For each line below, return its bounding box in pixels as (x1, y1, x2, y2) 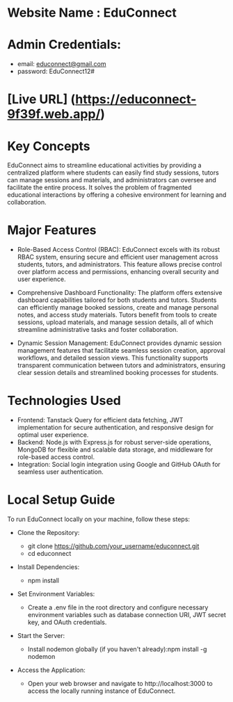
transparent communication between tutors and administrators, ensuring (17, 361, 226, 369)
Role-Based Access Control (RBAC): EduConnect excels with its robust (17, 246, 220, 254)
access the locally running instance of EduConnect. (27, 687, 176, 695)
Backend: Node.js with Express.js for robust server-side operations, (17, 438, 211, 447)
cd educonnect (27, 550, 72, 558)
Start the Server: (17, 632, 65, 640)
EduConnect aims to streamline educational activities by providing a (7, 161, 202, 170)
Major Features (7, 223, 97, 238)
